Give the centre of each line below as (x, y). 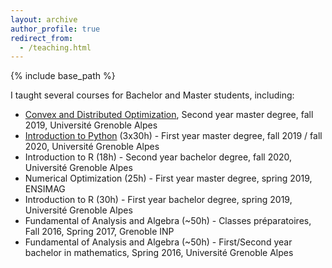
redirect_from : (42, 38)
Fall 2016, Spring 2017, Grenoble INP (99, 232)
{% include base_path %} (63, 76)
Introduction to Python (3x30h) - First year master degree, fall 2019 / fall (173, 136)
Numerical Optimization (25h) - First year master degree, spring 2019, (168, 178)
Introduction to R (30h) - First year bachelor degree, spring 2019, (158, 200)
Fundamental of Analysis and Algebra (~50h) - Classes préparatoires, (168, 221)
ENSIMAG (45, 189)
